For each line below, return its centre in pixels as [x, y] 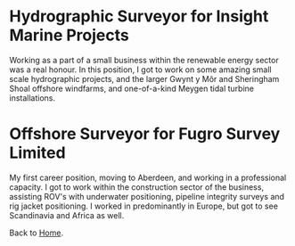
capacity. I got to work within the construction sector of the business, [137, 187]
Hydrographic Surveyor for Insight [139, 16]
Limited [37, 153]
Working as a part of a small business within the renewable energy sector [144, 60]
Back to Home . [37, 233]
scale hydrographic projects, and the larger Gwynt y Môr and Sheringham [144, 78]
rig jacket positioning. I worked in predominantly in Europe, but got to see [144, 206]
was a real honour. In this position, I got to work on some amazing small [140, 70]
